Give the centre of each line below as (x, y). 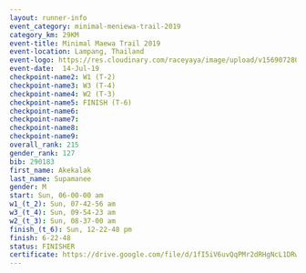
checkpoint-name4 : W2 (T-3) (63, 94)
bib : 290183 (32, 162)
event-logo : (32, 60)
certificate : (34, 255)
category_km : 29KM (44, 35)
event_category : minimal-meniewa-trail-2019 (95, 26)
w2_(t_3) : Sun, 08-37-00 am (63, 221)
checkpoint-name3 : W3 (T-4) (63, 86)
